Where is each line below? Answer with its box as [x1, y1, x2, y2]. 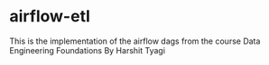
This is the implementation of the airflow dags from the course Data [9, 36, 261, 46]
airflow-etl [9, 6, 90, 27]
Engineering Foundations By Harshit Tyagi [9, 45, 165, 55]
